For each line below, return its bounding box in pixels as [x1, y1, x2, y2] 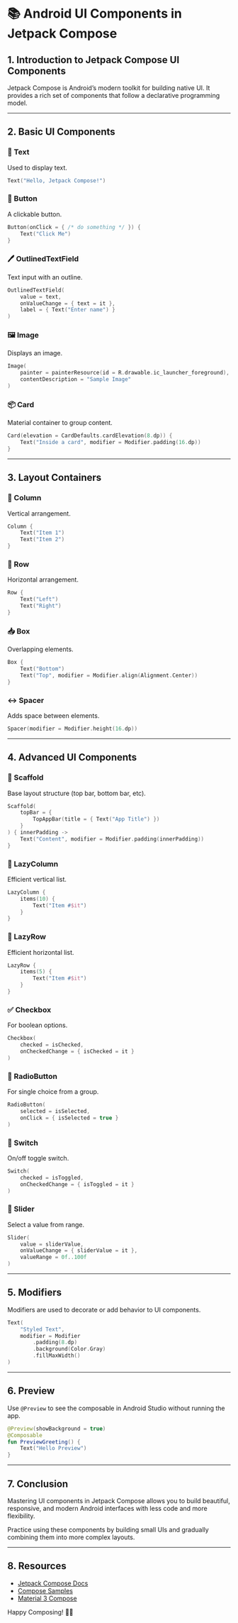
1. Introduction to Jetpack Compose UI [7, 54, 180, 66]
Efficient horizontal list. [7, 948, 74, 956]
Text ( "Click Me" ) [20, 230, 72, 238]
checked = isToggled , [20, 1174, 84, 1181]
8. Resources [7, 1560, 67, 1572]
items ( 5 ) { [20, 968, 52, 975]
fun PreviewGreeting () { [7, 1438, 81, 1446]
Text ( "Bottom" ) [20, 665, 65, 672]
